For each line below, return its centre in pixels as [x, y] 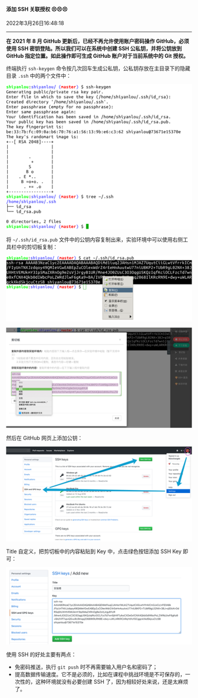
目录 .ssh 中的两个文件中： [39, 76]
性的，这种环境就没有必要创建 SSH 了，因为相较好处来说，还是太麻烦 [104, 682]
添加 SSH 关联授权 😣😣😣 [37, 9]
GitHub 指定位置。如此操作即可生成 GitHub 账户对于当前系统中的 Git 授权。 [97, 56]
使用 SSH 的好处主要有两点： [41, 654]
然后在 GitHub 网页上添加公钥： [44, 438]
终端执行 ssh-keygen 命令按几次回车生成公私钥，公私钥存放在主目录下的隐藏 [98, 68]
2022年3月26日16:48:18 [35, 23]
